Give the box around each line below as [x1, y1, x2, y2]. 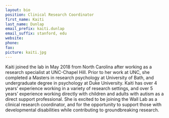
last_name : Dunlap [5, 21, 44, 27]
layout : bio [5, 7, 30, 13]
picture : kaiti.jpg [5, 50, 47, 55]
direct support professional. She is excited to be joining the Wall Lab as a [5, 96, 157, 102]
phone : [5, 41, 19, 46]
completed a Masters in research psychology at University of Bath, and [5, 74, 154, 81]
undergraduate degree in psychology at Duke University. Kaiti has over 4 [5, 80, 157, 86]
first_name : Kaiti [5, 17, 44, 22]
